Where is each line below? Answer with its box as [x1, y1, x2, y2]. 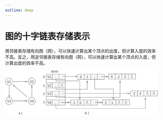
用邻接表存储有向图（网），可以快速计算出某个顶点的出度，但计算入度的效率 [5, 48, 156, 53]
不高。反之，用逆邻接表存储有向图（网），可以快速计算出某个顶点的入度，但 [5, 54, 156, 60]
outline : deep [5, 8, 34, 13]
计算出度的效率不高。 [5, 60, 48, 66]
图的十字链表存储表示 [5, 31, 91, 42]
